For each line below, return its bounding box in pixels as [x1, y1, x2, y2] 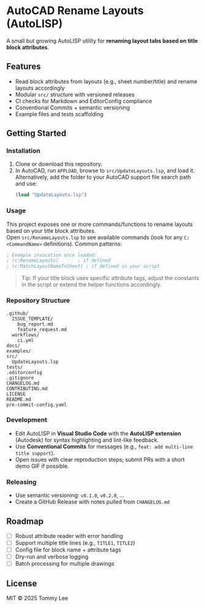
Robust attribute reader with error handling [15, 532, 124, 539]
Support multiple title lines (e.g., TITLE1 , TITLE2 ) [15, 539, 136, 547]
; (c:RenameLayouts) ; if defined [6, 257, 111, 264]
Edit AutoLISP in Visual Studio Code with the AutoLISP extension [15, 429, 182, 437]
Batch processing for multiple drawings [15, 560, 114, 567]
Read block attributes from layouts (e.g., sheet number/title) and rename [15, 77, 198, 85]
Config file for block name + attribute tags [15, 546, 121, 553]
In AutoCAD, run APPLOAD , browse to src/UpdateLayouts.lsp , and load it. [15, 167, 195, 174]
